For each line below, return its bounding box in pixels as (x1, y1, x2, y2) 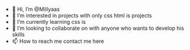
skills (11, 31, 25, 38)
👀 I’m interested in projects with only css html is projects (11, 12, 152, 19)
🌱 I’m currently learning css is (11, 18, 86, 25)
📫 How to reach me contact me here (11, 37, 104, 45)
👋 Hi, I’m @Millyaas (11, 6, 60, 12)
